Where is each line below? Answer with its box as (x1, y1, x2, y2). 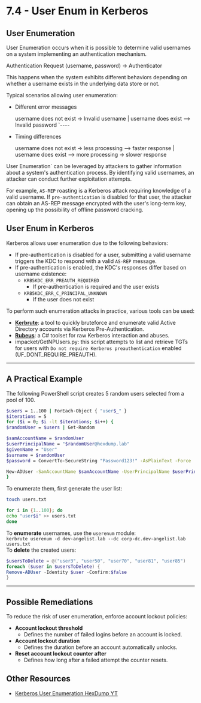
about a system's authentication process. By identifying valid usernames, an (6, 169, 194, 176)
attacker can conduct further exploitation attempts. (6, 175, 132, 183)
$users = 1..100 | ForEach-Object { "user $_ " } (6, 408, 127, 414)
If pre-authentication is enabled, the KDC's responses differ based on (14, 264, 187, 271)
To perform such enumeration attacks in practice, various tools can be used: (6, 307, 195, 315)
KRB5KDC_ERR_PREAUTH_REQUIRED (23, 277, 100, 283)
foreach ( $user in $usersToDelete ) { (6, 563, 100, 570)
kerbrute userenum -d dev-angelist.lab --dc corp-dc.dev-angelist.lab (6, 536, 186, 542)
